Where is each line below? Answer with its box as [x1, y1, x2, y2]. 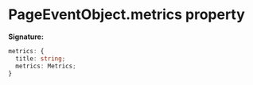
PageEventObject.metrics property [8, 6, 245, 24]
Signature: [8, 32, 44, 41]
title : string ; [15, 54, 66, 63]
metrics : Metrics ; [15, 62, 77, 70]
